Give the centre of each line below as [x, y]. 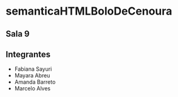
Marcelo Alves [33, 88]
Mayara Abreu [32, 76]
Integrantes [28, 54]
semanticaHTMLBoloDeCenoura [89, 11]
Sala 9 [18, 34]
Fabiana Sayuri [33, 69]
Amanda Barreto [35, 82]
